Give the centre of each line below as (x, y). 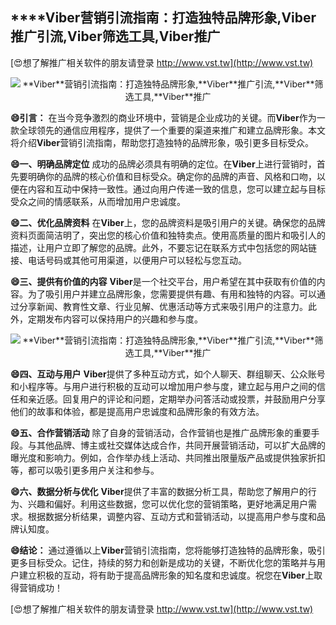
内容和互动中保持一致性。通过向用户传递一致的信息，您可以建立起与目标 (176, 189)
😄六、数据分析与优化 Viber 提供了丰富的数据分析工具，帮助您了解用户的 (159, 491)
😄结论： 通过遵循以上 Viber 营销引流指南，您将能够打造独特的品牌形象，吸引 (168, 550)
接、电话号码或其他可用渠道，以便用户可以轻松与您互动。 (128, 260)
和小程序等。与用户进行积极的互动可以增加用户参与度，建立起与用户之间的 (163, 386)
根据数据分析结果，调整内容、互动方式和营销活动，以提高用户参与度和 (172, 516)
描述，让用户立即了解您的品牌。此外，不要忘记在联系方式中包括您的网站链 (163, 247)
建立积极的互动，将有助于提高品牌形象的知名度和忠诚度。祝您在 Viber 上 (166, 575)
